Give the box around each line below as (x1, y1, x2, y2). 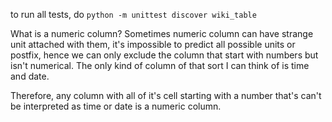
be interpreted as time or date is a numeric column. (10, 100, 222, 112)
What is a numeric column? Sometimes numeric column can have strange (10, 28, 314, 39)
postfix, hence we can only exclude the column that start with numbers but (10, 49, 319, 61)
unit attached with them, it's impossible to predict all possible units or (10, 39, 296, 50)
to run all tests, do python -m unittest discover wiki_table (10, 9, 257, 20)
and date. (10, 70, 50, 82)
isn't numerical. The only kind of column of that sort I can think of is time (10, 60, 310, 71)
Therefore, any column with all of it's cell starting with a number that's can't (10, 90, 322, 101)
